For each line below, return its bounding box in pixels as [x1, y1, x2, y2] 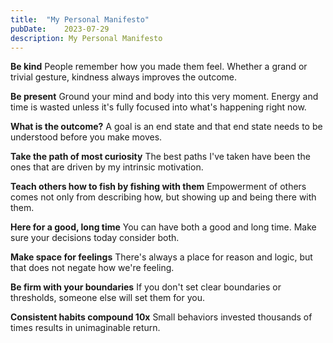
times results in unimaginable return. [10, 322, 161, 334]
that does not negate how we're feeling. [10, 262, 175, 274]
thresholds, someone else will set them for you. [10, 292, 205, 304]
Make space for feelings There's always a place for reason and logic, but [10, 251, 313, 263]
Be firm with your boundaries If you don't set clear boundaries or [10, 281, 282, 293]
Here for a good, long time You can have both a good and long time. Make [10, 221, 317, 233]
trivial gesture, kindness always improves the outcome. [10, 71, 238, 83]
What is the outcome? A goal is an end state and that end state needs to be [10, 121, 323, 133]
